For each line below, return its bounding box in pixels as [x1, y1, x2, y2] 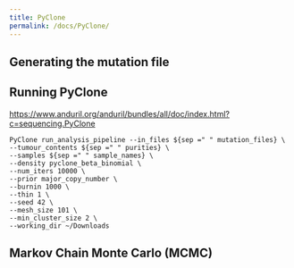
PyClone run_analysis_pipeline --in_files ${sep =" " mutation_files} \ [9, 135, 286, 144]
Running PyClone [9, 85, 108, 100]
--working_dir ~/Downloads [9, 221, 110, 230]
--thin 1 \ [9, 189, 50, 199]
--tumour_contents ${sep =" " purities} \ [9, 143, 170, 152]
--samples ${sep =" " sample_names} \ [9, 151, 154, 160]
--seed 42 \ [9, 197, 54, 206]
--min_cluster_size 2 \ [9, 214, 98, 222]
